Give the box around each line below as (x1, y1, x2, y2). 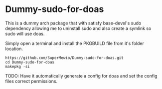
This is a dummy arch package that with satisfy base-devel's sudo (5, 20, 142, 26)
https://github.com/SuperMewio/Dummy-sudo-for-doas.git (5, 55, 124, 60)
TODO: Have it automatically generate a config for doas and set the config (5, 72, 158, 78)
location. (5, 45, 23, 51)
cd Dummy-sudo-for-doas (5, 59, 55, 64)
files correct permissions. (5, 78, 58, 84)
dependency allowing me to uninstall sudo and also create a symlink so (5, 25, 152, 31)
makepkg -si (5, 64, 30, 69)
